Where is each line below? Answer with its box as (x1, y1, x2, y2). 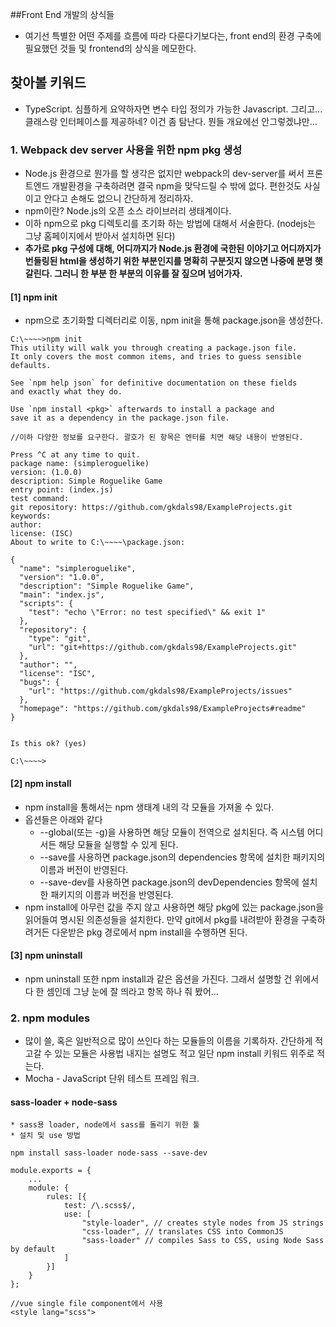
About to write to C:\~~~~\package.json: (10, 538, 186, 548)
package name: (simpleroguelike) (10, 459, 150, 469)
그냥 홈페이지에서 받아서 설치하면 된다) (24, 230, 176, 242)
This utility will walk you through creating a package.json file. (10, 343, 298, 353)
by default (10, 1244, 56, 1255)
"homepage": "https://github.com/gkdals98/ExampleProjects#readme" (19, 704, 307, 714)
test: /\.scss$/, (63, 1201, 137, 1211)
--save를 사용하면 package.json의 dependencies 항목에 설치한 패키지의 (39, 851, 326, 863)
